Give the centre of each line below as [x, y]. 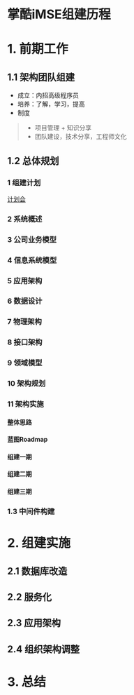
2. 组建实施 [39, 543]
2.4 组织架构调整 [44, 649]
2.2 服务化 [30, 597]
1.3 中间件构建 [31, 511]
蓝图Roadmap [28, 440]
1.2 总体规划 [33, 161]
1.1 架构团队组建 [41, 77]
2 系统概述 [25, 219]
